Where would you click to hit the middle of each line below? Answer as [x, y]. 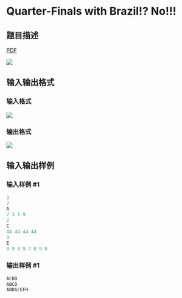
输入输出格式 [30, 83]
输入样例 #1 [23, 184]
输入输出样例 [30, 166]
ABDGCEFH [17, 290]
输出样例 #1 [23, 266]
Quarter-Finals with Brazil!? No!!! [91, 11]
